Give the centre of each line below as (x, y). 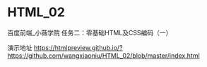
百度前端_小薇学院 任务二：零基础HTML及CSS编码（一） (90, 32)
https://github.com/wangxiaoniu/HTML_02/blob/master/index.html (103, 55)
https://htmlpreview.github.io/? (78, 47)
